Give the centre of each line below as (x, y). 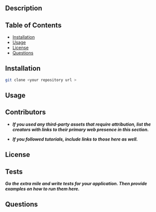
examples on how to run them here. (42, 189)
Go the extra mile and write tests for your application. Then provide (76, 184)
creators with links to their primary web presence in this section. (80, 129)
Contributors (26, 112)
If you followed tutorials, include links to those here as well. (75, 139)
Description (24, 8)
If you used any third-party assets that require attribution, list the (81, 124)
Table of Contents (34, 25)
